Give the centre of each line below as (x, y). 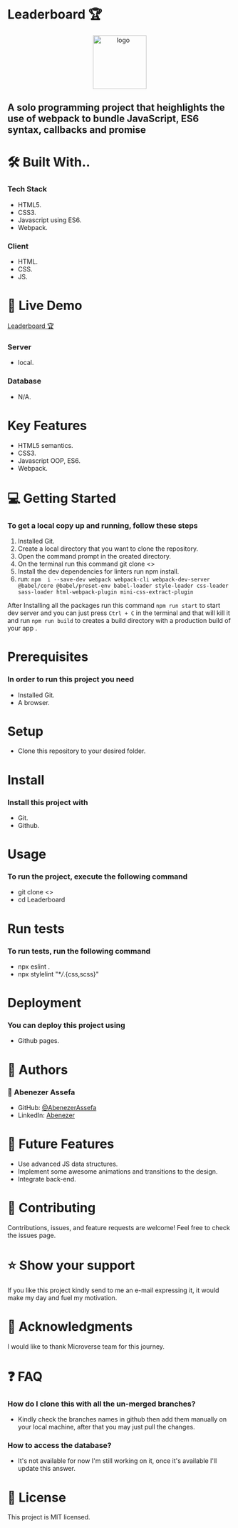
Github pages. (38, 1041)
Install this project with (48, 802)
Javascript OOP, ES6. (49, 460)
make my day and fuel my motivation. (62, 1297)
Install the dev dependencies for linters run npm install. (98, 571)
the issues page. (32, 1235)
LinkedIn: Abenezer (46, 1115)
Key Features (47, 425)
